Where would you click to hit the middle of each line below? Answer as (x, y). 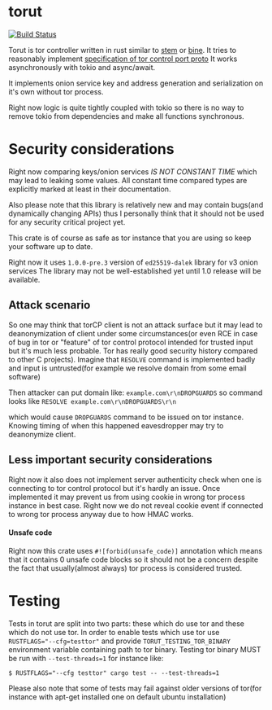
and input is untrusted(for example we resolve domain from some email (127, 368)
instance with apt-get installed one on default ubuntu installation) (117, 697)
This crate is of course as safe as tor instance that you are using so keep (130, 238)
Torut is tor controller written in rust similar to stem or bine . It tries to (123, 50)
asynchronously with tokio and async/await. (82, 67)
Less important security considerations (110, 460)
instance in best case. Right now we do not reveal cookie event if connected (136, 505)
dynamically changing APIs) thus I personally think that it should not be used (136, 213)
